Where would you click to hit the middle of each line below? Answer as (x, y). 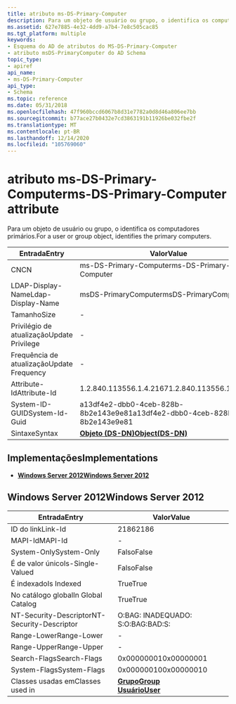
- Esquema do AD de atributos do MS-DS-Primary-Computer (92, 46)
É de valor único (38, 563)
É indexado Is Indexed (46, 583)
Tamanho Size (33, 315)
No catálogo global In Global (57, 595)
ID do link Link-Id (39, 529)
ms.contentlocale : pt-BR (44, 132)
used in (23, 690)
